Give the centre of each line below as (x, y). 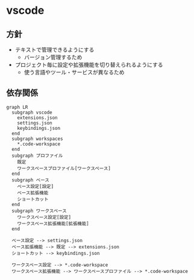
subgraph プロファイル (37, 156)
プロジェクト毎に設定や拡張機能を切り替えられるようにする (89, 65)
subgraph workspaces (37, 139)
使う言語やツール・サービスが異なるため (74, 72)
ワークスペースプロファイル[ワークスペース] (64, 168)
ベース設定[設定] (36, 186)
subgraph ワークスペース (39, 211)
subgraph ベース (30, 180)
